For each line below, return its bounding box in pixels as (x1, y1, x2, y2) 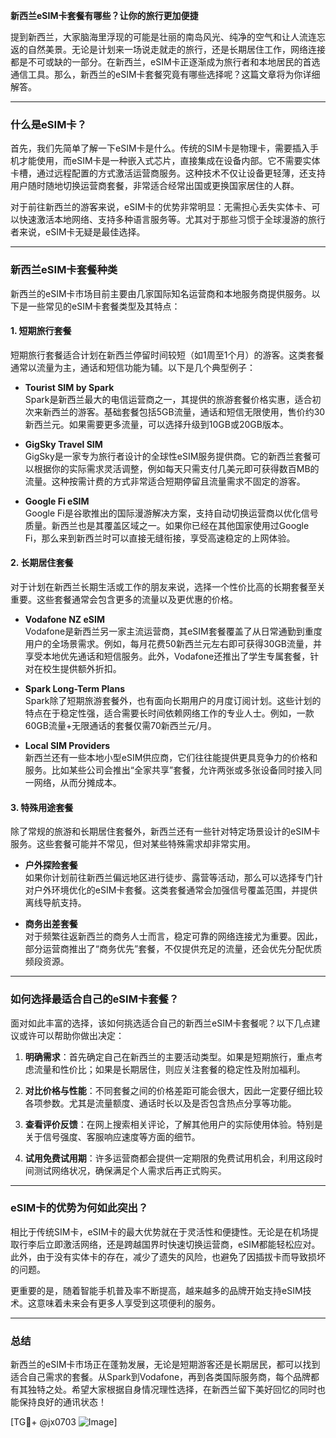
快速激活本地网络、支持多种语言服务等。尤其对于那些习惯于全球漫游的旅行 (18, 214, 326, 226)
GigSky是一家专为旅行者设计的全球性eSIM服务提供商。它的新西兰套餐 (24, 450, 313, 462)
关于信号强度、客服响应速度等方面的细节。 (24, 1130, 201, 1143)
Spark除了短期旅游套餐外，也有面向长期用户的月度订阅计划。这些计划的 (24, 695, 322, 706)
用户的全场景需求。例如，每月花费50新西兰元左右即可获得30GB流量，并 (24, 638, 323, 649)
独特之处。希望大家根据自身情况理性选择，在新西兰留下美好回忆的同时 (27, 1384, 317, 1396)
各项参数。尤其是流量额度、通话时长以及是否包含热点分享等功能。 (24, 1097, 297, 1109)
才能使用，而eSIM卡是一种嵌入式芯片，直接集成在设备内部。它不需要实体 (18, 155, 321, 167)
